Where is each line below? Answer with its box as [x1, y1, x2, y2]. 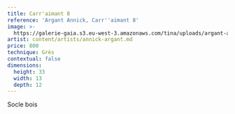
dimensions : [7, 62, 42, 69]
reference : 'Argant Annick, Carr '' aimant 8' [7, 17, 139, 24]
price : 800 [7, 42, 39, 49]
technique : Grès [7, 49, 55, 56]
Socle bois [7, 100, 38, 108]
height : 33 [13, 68, 45, 75]
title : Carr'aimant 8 [7, 10, 71, 17]
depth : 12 [13, 81, 42, 88]
